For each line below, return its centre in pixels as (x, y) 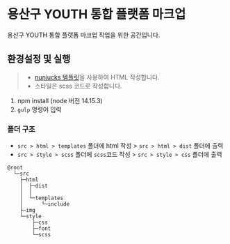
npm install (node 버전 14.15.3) (60, 100)
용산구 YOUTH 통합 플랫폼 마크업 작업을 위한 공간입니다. (84, 35)
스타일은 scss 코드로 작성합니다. (79, 86)
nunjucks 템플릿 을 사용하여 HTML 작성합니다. (97, 77)
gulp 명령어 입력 (39, 109)
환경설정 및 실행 (39, 59)
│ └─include (45, 204)
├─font (42, 229)
